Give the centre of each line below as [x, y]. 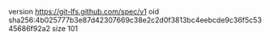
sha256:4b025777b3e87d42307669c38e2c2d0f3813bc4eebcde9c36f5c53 [135, 20]
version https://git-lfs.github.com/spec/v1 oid [84, 12]
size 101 [65, 28]
